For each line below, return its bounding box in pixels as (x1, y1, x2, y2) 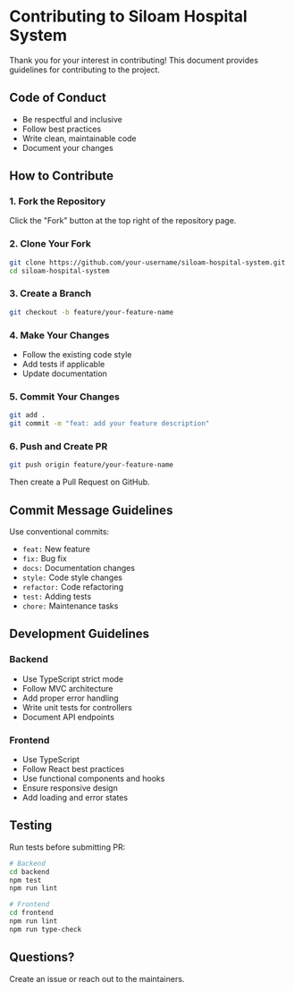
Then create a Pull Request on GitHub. (9, 476, 150, 488)
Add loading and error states (21, 792, 128, 802)
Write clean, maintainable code (21, 132, 137, 144)
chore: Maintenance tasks (21, 600, 119, 611)
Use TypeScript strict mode (21, 673, 124, 684)
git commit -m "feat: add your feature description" (9, 419, 210, 428)
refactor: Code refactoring (21, 581, 123, 592)
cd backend (9, 867, 50, 877)
